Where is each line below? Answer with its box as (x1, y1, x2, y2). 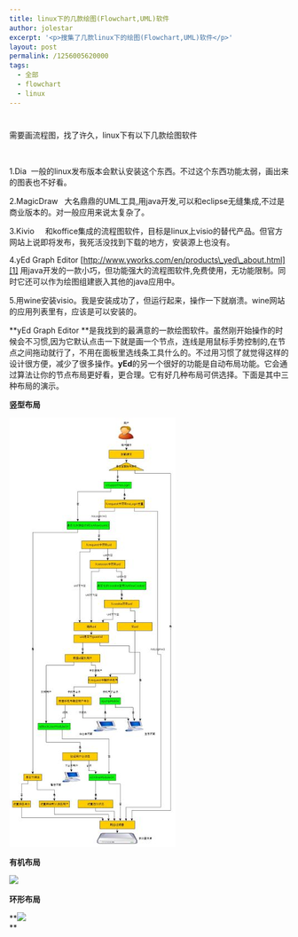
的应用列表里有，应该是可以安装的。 (9, 306, 142, 317)
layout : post (9, 43, 58, 51)
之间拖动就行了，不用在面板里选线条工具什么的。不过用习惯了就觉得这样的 (16, 347, 289, 358)
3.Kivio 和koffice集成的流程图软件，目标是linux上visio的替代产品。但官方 (9, 225, 284, 236)
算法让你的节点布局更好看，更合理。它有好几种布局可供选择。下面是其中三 (16, 369, 289, 380)
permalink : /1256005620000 (9, 51, 109, 61)
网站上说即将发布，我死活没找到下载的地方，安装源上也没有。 (9, 236, 235, 248)
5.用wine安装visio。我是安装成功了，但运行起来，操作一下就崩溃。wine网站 (9, 295, 286, 305)
